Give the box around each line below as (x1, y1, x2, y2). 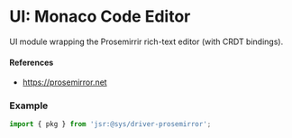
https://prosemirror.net (22, 77, 107, 87)
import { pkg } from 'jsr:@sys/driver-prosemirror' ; (9, 120, 212, 129)
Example (9, 99, 49, 112)
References (9, 57, 54, 68)
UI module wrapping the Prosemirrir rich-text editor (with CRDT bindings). (9, 36, 284, 47)
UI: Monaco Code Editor (9, 6, 191, 27)
